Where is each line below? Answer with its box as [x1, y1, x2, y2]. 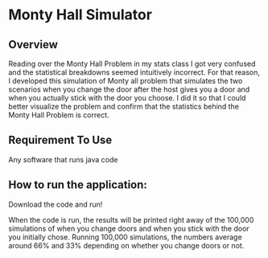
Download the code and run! [8, 199, 103, 209]
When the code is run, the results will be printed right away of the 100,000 [8, 215, 254, 224]
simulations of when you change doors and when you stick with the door [8, 223, 249, 233]
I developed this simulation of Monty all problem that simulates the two [8, 76, 243, 85]
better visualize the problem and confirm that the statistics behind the [8, 102, 240, 111]
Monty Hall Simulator [8, 6, 153, 24]
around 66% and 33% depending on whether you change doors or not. [8, 240, 245, 250]
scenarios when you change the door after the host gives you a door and [8, 84, 250, 94]
